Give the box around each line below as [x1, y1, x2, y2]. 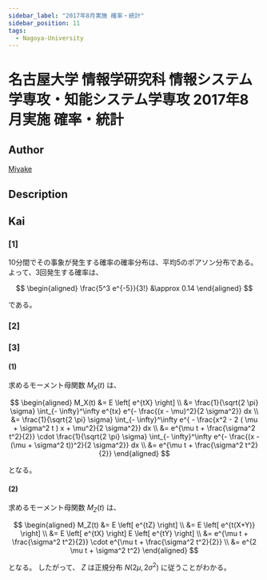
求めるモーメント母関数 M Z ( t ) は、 [8, 503, 122, 514]
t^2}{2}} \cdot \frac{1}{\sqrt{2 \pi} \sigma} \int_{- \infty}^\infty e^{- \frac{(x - [9, 432, 260, 442]
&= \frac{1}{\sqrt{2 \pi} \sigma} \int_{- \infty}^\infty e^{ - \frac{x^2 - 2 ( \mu [10, 415, 258, 424]
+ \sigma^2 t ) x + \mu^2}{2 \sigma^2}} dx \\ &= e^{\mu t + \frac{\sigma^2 [13, 423, 256, 433]
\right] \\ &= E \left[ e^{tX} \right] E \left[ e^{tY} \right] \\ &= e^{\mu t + [20, 529, 249, 538]
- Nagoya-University [15, 34, 84, 42]
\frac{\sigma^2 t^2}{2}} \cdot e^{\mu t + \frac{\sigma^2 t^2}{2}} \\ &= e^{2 [11, 537, 257, 547]
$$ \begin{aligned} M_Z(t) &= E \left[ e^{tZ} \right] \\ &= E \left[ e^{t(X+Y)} [13, 520, 256, 530]
